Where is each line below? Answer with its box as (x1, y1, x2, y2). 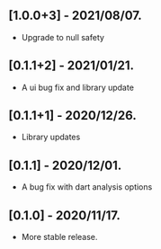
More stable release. (21, 232, 98, 243)
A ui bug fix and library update (21, 82, 134, 93)
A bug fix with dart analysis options (21, 182, 153, 192)
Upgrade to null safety (21, 31, 105, 42)
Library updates (21, 131, 81, 143)
